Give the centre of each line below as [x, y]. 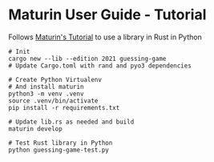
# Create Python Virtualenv [55, 79]
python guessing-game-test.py [59, 150]
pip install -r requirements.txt [64, 107]
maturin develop [35, 129]
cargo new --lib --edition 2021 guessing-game [87, 59]
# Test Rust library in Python [61, 143]
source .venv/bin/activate [53, 101]
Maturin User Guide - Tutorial [107, 15]
